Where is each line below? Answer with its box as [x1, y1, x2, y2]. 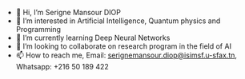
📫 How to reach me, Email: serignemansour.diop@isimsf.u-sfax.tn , [15, 50, 238, 60]
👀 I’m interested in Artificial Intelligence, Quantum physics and [15, 16, 221, 26]
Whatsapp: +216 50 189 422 [15, 62, 110, 71]
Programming [15, 25, 62, 34]
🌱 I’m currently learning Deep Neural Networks [15, 33, 171, 42]
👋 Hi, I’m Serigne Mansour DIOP [15, 8, 122, 17]
